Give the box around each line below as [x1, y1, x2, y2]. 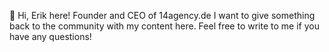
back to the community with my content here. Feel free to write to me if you [9, 20, 320, 32]
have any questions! [9, 31, 92, 42]
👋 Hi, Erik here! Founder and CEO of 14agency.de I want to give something [9, 10, 316, 21]
